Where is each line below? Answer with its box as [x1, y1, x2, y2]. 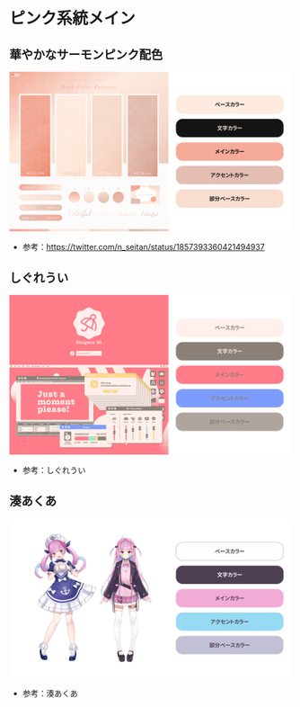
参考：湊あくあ [22, 688, 78, 699]
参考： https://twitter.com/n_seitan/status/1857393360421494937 [22, 241, 265, 252]
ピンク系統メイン [9, 8, 137, 29]
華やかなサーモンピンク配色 [9, 47, 163, 62]
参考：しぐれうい [22, 464, 86, 475]
